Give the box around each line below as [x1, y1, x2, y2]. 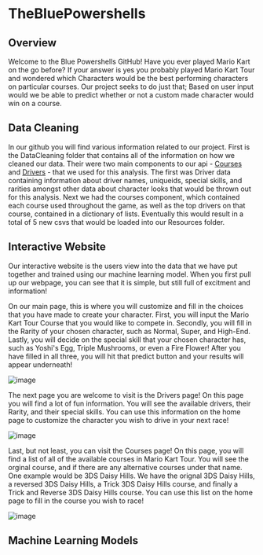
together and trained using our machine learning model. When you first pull [8, 269, 251, 279]
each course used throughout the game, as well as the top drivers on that [8, 200, 246, 210]
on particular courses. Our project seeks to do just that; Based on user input [8, 82, 254, 91]
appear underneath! [8, 359, 73, 369]
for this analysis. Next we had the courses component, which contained [8, 192, 240, 201]
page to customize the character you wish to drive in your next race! [8, 415, 229, 425]
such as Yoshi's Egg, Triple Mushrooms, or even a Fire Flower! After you [8, 343, 242, 352]
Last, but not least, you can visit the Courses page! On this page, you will [8, 446, 244, 455]
